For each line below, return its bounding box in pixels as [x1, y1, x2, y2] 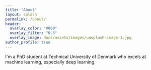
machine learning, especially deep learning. [5, 58, 96, 65]
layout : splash [5, 12, 37, 17]
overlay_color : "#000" [10, 26, 57, 31]
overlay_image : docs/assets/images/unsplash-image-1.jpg [10, 35, 132, 40]
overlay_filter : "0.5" [10, 30, 57, 35]
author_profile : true [5, 40, 51, 45]
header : [5, 21, 22, 26]
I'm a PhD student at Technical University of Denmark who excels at [5, 53, 146, 59]
